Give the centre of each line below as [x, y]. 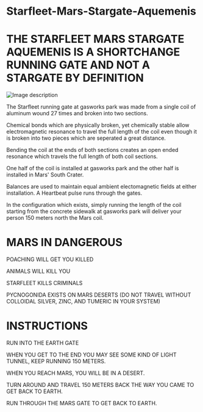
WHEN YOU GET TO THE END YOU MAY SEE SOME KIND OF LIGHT [91, 355]
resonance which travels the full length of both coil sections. [82, 156]
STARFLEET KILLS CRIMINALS [45, 283]
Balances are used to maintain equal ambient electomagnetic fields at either [101, 187]
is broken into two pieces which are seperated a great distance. [86, 138]
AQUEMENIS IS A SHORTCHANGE [93, 52]
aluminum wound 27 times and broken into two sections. [77, 114]
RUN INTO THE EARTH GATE [43, 343]
